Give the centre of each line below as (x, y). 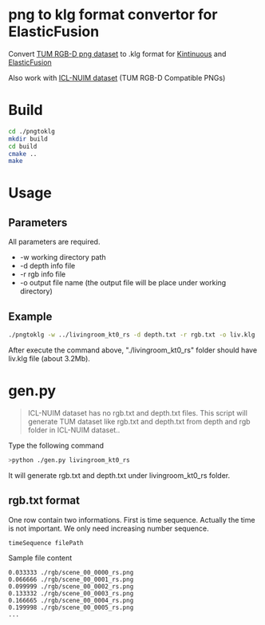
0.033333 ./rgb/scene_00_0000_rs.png (71, 572)
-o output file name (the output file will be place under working (123, 283)
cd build (23, 146)
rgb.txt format (44, 501)
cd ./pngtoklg (32, 131)
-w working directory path (63, 257)
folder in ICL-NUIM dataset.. (74, 430)
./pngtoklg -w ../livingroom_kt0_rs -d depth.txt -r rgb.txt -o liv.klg (132, 335)
